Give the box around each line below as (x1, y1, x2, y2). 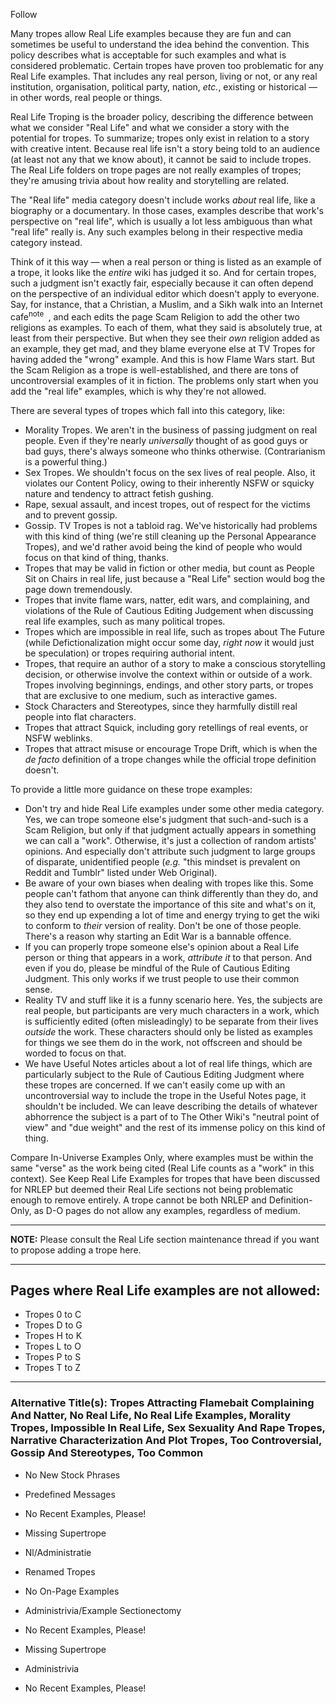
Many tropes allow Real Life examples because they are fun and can (10, 28, 292, 39)
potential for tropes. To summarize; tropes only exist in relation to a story (10, 132, 310, 144)
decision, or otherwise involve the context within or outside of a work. (24, 668, 313, 680)
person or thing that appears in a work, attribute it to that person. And (24, 951, 312, 963)
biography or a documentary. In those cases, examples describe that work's (10, 205, 324, 216)
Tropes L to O (24, 1340, 82, 1353)
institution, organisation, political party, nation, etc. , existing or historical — (10, 81, 318, 93)
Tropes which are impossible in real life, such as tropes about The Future (24, 625, 325, 638)
